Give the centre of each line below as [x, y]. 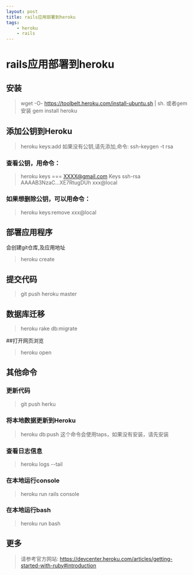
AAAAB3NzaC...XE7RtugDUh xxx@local [69, 183]
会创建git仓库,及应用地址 [36, 248]
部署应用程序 [29, 232]
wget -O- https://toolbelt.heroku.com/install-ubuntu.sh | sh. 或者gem [104, 103]
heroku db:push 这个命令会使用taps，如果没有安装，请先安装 [94, 434]
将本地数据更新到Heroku [41, 420]
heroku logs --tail [41, 464]
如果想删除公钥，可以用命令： [49, 199]
